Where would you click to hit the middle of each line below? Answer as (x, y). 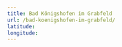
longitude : (23, 33)
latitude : (21, 26)
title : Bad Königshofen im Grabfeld (60, 13)
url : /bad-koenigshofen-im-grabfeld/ (61, 20)
